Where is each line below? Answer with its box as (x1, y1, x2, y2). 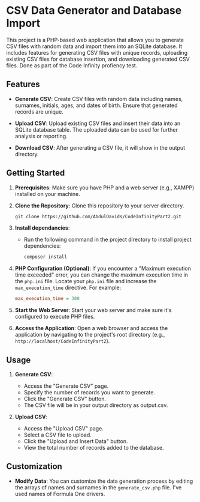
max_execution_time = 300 (14, 296, 80, 302)
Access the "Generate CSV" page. (23, 382, 109, 390)
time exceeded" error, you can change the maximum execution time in (14, 271, 189, 278)
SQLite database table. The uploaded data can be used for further (14, 126, 178, 133)
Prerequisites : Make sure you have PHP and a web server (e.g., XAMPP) (14, 184, 195, 191)
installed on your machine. (14, 190, 81, 197)
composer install (23, 254, 68, 260)
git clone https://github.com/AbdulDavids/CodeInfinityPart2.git (14, 213, 181, 219)
